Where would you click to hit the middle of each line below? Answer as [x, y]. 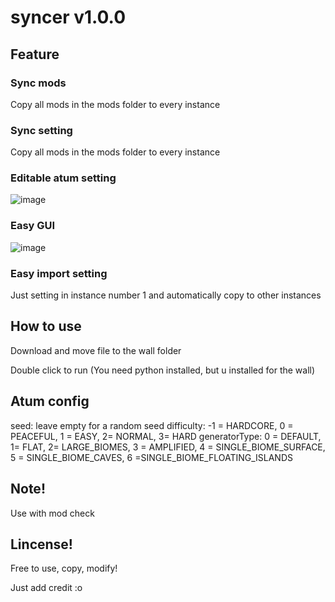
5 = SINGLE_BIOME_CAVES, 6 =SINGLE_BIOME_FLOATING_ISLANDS [151, 457]
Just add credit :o [46, 588]
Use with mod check [52, 513]
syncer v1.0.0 [68, 17]
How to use [46, 326]
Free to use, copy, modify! [64, 568]
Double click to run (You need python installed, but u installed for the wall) [163, 370]
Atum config [50, 401]
